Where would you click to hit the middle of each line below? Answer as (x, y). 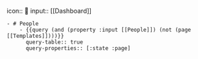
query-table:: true (54, 42)
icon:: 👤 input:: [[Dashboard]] (49, 11)
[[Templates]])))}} (35, 36)
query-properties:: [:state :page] (78, 48)
